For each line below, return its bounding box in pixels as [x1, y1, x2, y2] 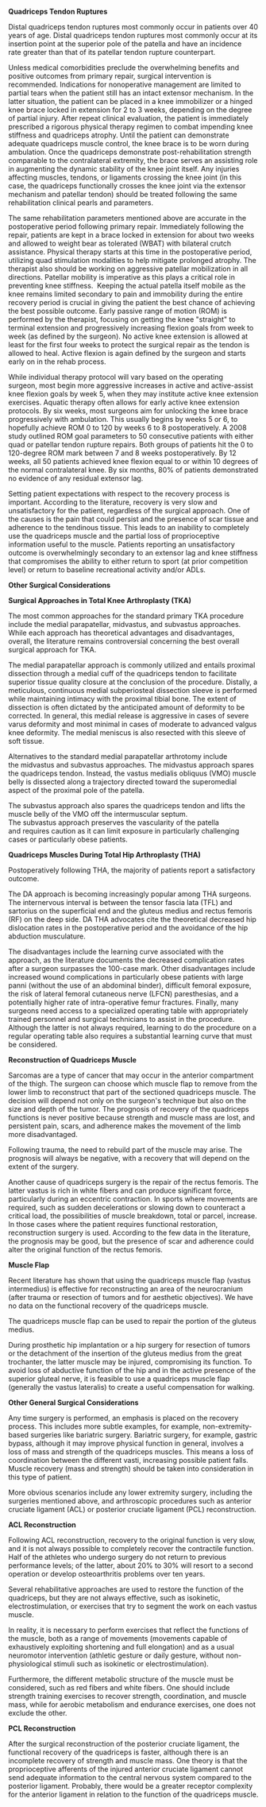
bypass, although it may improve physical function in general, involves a [8, 1438, 245, 1448]
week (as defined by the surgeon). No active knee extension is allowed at [8, 331, 249, 341]
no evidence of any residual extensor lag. [8, 474, 144, 483]
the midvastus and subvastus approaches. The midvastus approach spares [8, 760, 254, 769]
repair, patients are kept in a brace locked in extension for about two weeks [8, 230, 255, 239]
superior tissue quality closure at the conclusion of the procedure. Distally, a [8, 677, 258, 687]
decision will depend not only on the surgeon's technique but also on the [8, 1096, 247, 1105]
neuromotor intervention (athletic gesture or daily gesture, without [8, 1650, 225, 1660]
